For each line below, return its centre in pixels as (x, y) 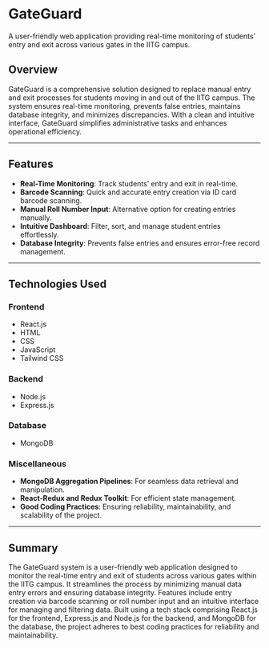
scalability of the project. (61, 515)
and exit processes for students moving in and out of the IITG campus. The (132, 98)
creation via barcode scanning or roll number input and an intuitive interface (134, 601)
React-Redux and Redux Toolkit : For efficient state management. (128, 498)
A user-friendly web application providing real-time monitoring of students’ (132, 36)
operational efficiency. (45, 131)
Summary (33, 548)
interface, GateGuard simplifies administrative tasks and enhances (118, 123)
